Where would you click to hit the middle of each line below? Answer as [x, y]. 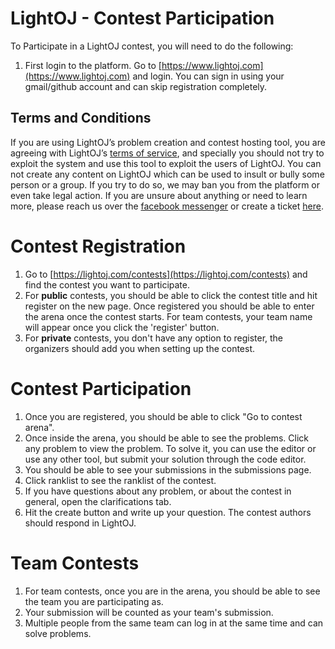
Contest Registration [98, 246]
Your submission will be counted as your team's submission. [149, 612]
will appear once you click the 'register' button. [122, 327]
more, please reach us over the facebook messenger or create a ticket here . [167, 206]
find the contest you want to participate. [107, 284]
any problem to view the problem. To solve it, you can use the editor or [170, 448]
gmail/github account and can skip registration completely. [146, 86]
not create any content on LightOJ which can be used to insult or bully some [167, 174]
